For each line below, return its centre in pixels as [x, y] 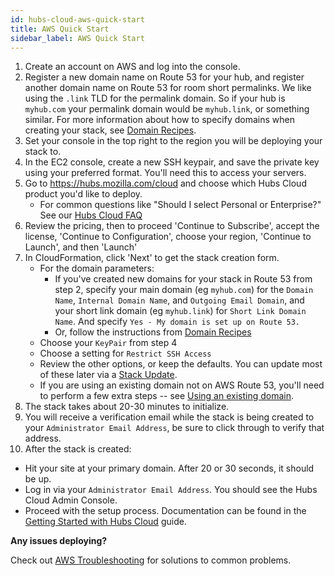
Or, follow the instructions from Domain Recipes [153, 332]
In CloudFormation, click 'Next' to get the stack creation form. [152, 258]
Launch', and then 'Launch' [81, 247]
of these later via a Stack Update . [108, 375]
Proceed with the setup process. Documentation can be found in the [165, 511]
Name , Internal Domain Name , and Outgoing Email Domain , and [179, 300]
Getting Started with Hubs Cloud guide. [105, 522]
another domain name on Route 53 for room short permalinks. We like [168, 88]
